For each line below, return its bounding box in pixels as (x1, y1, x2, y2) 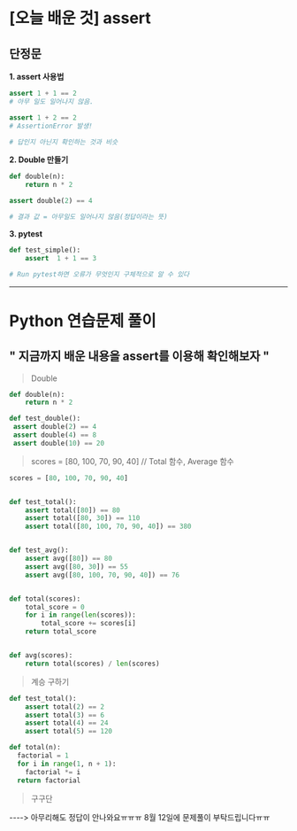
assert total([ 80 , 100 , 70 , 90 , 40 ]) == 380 (25, 522, 192, 532)
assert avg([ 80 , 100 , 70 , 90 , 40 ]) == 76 (25, 571, 179, 579)
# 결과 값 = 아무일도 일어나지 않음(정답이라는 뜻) (9, 213, 168, 221)
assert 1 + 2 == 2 (9, 113, 77, 122)
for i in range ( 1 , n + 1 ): (17, 759, 117, 768)
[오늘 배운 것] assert (9, 8, 152, 28)
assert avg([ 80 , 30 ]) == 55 (25, 562, 128, 571)
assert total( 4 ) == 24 (25, 718, 109, 727)
